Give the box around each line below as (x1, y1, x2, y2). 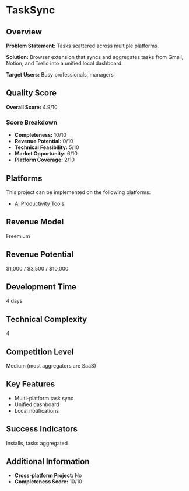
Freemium (6, 232, 30, 240)
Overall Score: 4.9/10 (6, 103, 58, 110)
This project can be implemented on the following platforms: (6, 188, 151, 196)
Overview (6, 27, 43, 37)
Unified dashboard (14, 401, 60, 408)
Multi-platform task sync (14, 395, 74, 402)
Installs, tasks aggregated (6, 440, 68, 447)
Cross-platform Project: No (14, 472, 82, 479)
